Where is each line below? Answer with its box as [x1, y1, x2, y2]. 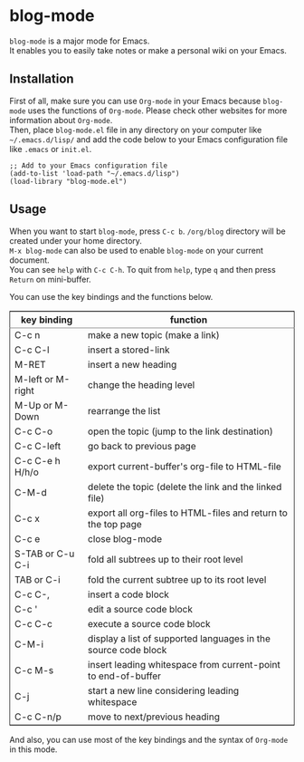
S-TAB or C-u [14, 547, 75, 560]
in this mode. [9, 744, 58, 755]
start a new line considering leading [87, 684, 240, 697]
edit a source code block [87, 603, 193, 615]
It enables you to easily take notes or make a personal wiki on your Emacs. [9, 44, 288, 55]
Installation [9, 72, 74, 87]
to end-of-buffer [87, 670, 161, 682]
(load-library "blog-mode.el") [9, 177, 128, 186]
